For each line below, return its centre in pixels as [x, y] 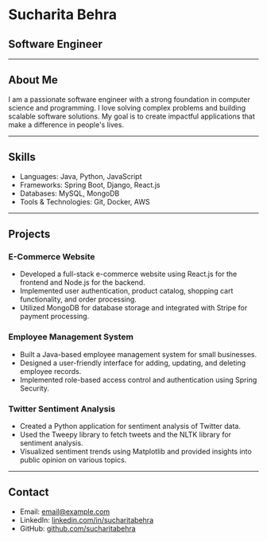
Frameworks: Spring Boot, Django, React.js [90, 185]
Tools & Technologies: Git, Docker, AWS [85, 201]
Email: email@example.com [65, 512]
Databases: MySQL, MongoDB [70, 193]
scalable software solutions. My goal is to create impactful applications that [132, 116]
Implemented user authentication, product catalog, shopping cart [126, 291]
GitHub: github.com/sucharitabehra [78, 528]
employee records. [50, 371]
